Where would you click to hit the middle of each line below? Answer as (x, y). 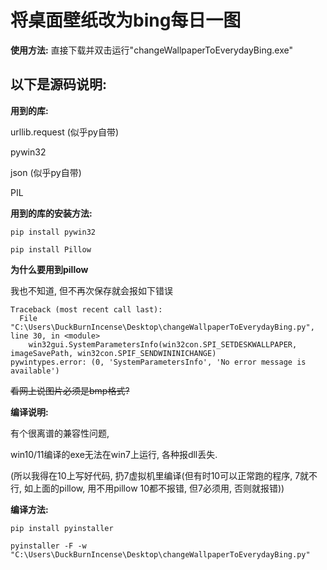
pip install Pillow (51, 249)
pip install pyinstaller (62, 528)
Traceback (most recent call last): (86, 309)
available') (35, 371)
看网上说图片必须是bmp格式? (70, 390)
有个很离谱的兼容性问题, (60, 433)
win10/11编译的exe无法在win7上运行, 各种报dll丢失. (114, 454)
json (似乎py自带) (46, 172)
